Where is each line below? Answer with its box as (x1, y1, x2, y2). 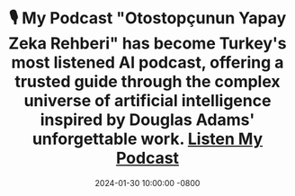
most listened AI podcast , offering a (11, 52, 284, 73)
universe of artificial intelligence (23, 91, 272, 111)
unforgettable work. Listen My (31, 129, 264, 149)
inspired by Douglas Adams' (40, 110, 255, 130)
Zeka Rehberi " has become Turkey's (8, 33, 287, 54)
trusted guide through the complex (13, 72, 282, 92)
